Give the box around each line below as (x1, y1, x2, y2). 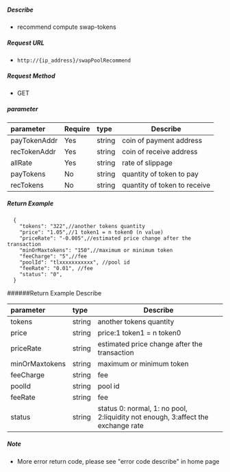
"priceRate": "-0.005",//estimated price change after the (19, 234, 192, 242)
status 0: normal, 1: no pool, (97, 403, 188, 413)
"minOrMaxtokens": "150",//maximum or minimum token (19, 247, 173, 254)
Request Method (7, 71, 55, 80)
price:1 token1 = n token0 (97, 328, 181, 337)
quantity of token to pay (122, 169, 199, 179)
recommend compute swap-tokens (16, 23, 116, 31)
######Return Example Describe (7, 289, 102, 297)
